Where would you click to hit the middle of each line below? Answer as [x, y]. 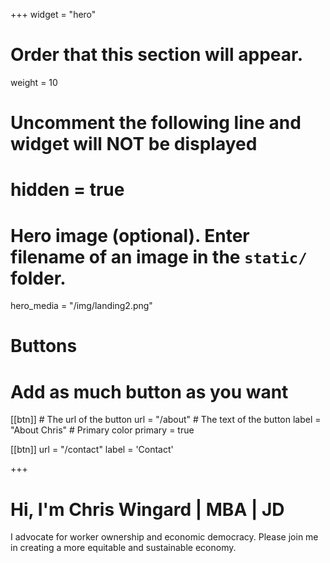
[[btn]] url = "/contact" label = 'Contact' [92, 450]
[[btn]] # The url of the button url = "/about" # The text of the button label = [166, 420]
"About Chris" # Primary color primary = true [102, 430]
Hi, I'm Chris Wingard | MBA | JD [147, 509]
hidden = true [67, 190]
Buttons [44, 346]
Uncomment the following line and [156, 123]
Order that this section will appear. [157, 55]
